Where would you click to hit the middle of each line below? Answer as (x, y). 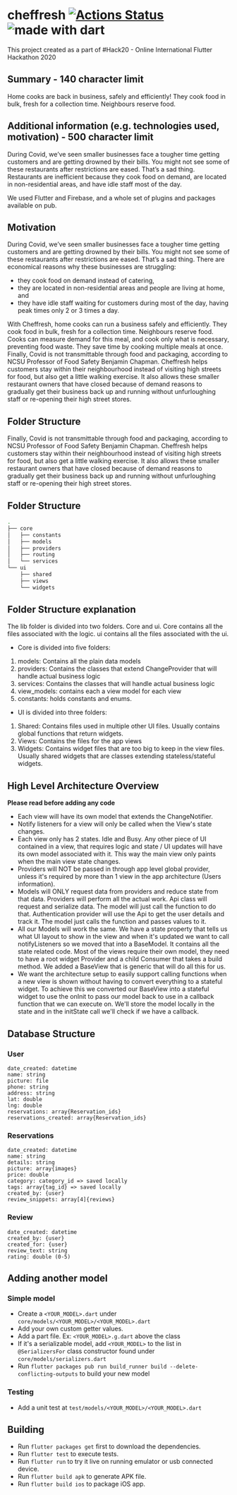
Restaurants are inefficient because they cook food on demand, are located (117, 176)
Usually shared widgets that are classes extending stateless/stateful (116, 756)
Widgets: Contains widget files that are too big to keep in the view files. (121, 749)
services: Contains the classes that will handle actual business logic (116, 684)
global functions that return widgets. (70, 733)
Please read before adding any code (61, 803)
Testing (20, 1392)
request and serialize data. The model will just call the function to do (117, 906)
